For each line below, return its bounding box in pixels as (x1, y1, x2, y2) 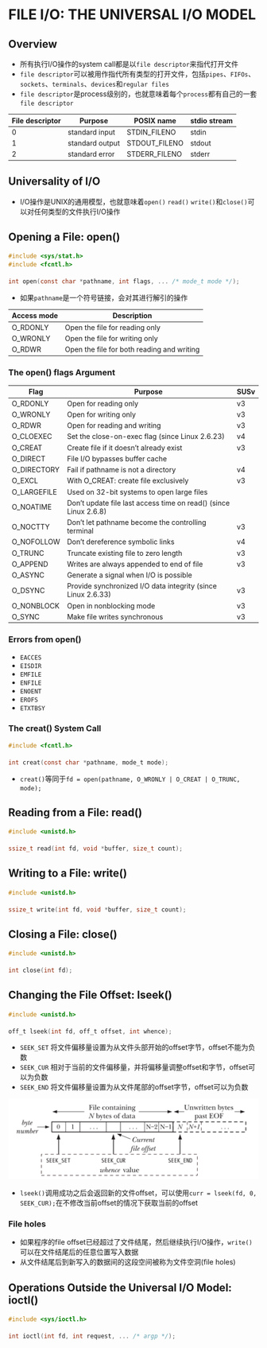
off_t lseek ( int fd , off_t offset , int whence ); (8, 1028, 172, 1035)
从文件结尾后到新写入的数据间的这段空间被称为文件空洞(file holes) (19, 1257, 236, 1267)
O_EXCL (11, 476, 38, 486)
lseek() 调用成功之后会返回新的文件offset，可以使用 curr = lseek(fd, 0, (19, 1187, 257, 1198)
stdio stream (190, 115, 233, 125)
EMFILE (19, 670, 42, 678)
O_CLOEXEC (11, 432, 53, 441)
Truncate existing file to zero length (67, 548, 183, 557)
